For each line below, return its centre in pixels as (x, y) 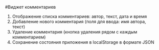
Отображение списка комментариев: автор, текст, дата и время (79, 16)
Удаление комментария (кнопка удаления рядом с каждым (75, 32)
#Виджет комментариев (31, 7)
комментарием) (29, 37)
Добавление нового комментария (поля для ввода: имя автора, (79, 22)
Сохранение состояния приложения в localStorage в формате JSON (83, 42)
